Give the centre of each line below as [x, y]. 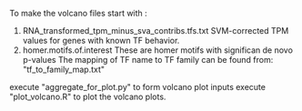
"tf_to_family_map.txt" [64, 69]
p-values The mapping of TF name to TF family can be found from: [148, 60]
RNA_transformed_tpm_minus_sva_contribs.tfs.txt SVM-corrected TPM [156, 30]
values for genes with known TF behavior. [101, 40]
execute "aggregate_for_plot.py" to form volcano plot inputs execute [138, 87]
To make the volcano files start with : [78, 13]
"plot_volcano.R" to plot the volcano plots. [88, 96]
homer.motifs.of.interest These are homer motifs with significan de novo [158, 50]
